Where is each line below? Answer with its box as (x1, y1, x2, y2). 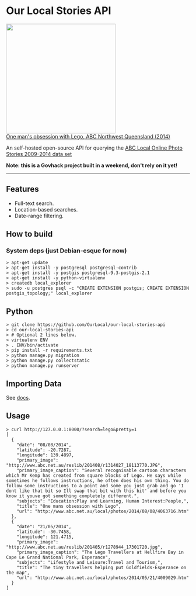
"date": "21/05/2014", (16, 524, 72, 529)
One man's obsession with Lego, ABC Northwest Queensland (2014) (6, 133, 170, 140)
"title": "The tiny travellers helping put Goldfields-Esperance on (16, 564, 187, 570)
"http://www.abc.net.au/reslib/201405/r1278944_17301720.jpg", (6, 544, 163, 550)
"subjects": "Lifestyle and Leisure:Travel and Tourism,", (16, 559, 163, 565)
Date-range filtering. (14, 212, 64, 219)
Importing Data (6, 379, 62, 389)
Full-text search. (14, 200, 54, 207)
